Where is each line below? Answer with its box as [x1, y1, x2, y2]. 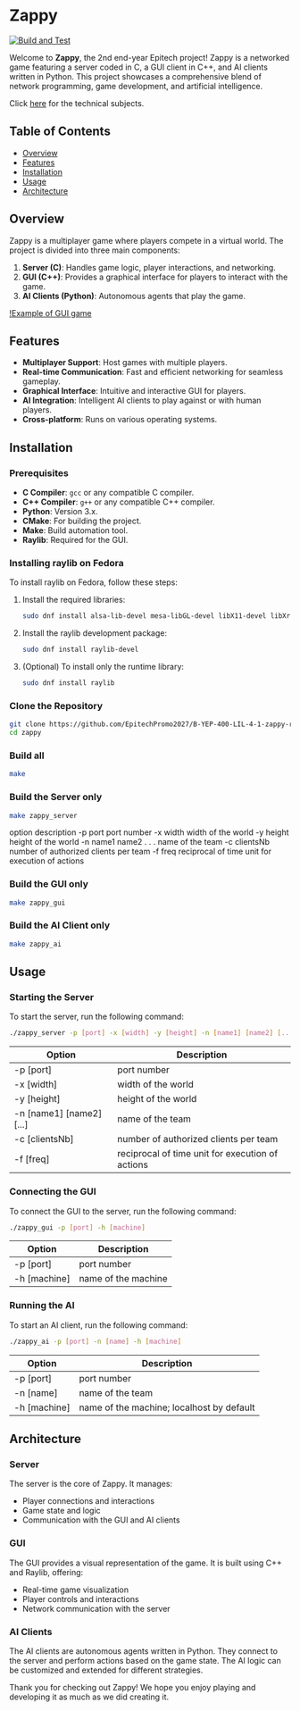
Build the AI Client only [9, 919, 111, 931]
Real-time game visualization [21, 1584, 129, 1595]
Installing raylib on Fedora [9, 556, 125, 569]
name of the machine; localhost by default [79, 1401, 255, 1414]
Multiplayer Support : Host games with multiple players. [21, 357, 228, 368]
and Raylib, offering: [9, 1566, 84, 1577]
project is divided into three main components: [9, 245, 180, 255]
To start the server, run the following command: [9, 1011, 185, 1022]
